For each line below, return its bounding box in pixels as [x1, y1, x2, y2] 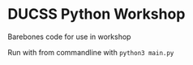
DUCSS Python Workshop [7, 5, 186, 24]
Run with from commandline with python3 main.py [7, 47, 174, 57]
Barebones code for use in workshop [7, 32, 131, 41]
